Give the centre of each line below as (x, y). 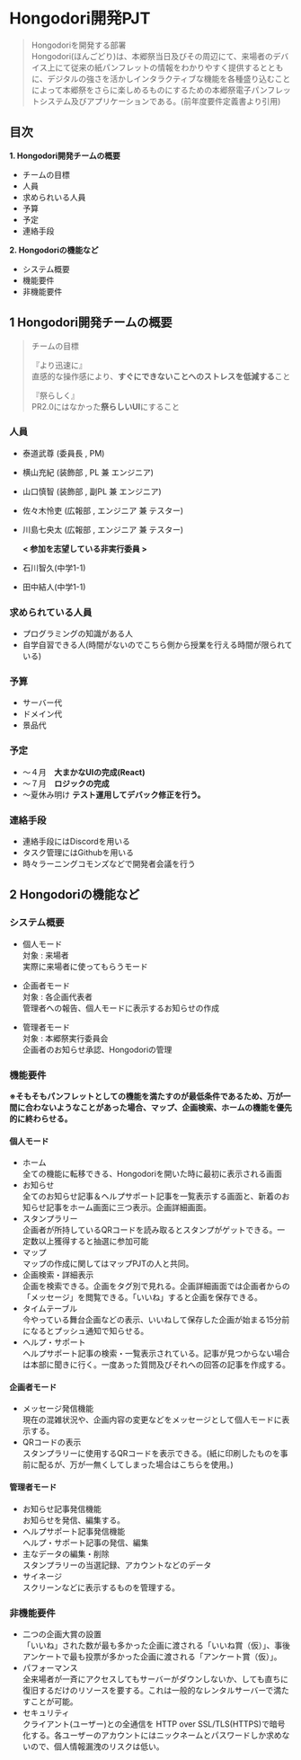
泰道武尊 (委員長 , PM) (63, 453)
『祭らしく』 (55, 395)
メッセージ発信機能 (58, 1409)
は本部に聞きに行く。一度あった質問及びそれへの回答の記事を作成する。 (156, 1365)
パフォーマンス (50, 1667)
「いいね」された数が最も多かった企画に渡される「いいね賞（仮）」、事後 (156, 1645)
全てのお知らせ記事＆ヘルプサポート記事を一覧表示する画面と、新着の (152, 1197)
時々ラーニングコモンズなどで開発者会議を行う (109, 864)
